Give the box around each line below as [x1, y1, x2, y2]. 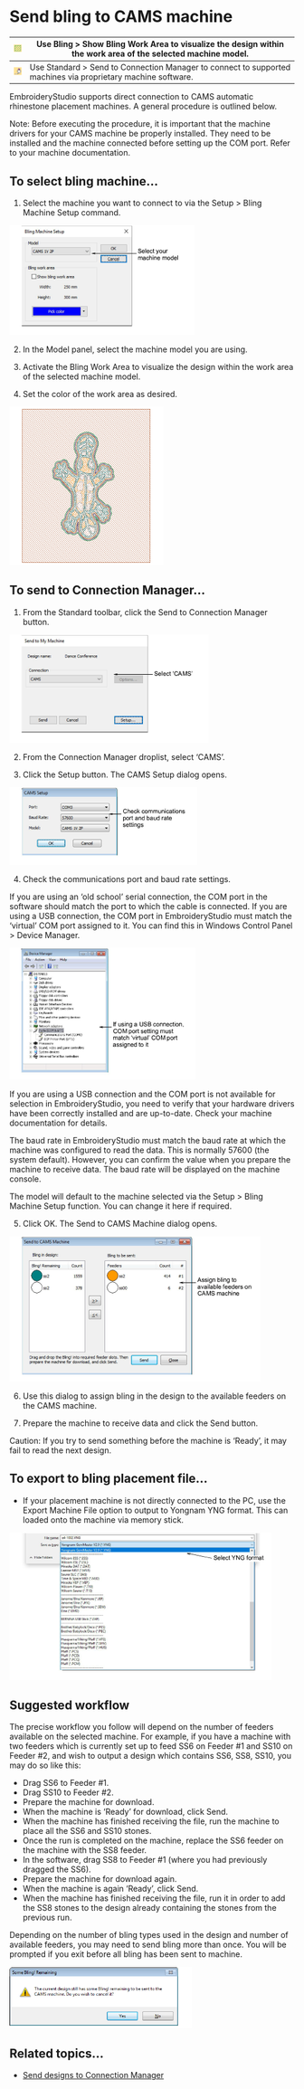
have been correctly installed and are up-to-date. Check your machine [9, 1107, 272, 1118]
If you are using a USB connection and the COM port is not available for [9, 1088, 276, 1099]
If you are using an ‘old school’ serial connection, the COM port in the [9, 891, 269, 902]
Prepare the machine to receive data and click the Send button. [22, 1418, 259, 1429]
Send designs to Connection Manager [22, 2070, 165, 2081]
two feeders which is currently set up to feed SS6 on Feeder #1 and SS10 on [9, 1741, 293, 1752]
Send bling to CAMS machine [9, 6, 233, 27]
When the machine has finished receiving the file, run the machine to [22, 1816, 280, 1827]
